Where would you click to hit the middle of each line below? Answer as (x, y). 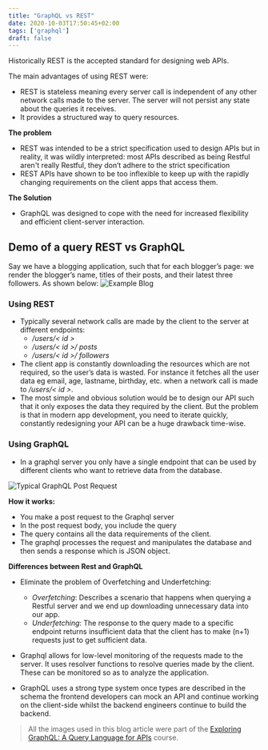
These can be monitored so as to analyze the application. (114, 672)
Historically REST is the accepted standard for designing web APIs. (119, 61)
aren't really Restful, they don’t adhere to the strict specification (125, 166)
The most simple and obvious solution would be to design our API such (137, 398)
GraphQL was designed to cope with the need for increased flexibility (134, 214)
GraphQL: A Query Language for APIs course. (103, 737)
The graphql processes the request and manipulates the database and (136, 542)
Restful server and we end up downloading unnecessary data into (140, 606)
